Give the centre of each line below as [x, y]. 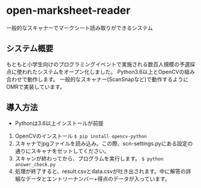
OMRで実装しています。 [36, 86]
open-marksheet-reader [68, 11]
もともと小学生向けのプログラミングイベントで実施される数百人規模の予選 [98, 64]
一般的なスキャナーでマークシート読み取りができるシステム [79, 28]
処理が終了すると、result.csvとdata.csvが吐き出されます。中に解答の [100, 171]
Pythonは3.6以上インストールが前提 [59, 123]
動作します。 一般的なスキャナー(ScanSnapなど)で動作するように [108, 79]
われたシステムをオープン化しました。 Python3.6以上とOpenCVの [103, 71]
